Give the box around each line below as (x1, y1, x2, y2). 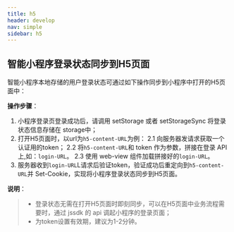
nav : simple (7, 23, 42, 30)
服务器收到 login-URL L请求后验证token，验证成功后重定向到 (17, 161, 190, 169)
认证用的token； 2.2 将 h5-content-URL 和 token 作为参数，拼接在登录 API (17, 143, 228, 152)
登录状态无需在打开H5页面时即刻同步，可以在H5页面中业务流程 (35, 200, 219, 208)
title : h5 (7, 10, 37, 18)
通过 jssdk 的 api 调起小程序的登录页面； (54, 209, 171, 217)
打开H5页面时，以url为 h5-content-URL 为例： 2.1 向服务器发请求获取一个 (17, 135, 225, 143)
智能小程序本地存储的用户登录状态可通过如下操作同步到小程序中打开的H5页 (7, 78, 226, 87)
